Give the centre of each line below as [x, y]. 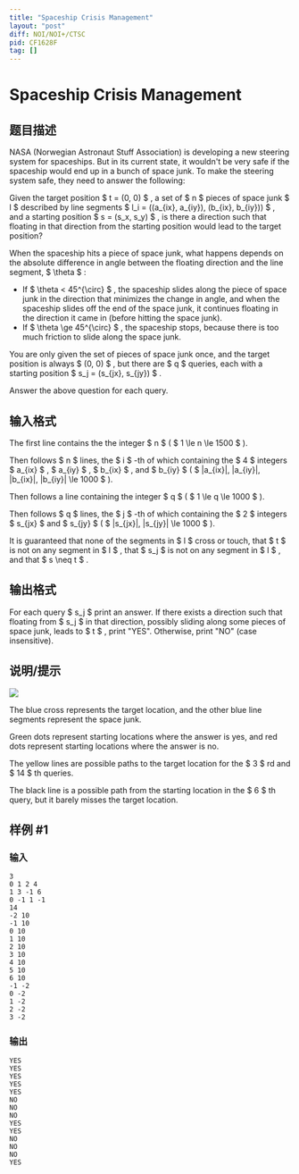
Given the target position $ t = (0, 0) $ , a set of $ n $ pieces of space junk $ [149, 198]
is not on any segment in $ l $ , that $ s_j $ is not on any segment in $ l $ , [145, 549]
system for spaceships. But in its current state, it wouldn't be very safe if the [149, 162]
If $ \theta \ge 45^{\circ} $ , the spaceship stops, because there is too [150, 328]
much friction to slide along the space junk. [101, 337]
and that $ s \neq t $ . [49, 559]
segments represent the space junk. [75, 719]
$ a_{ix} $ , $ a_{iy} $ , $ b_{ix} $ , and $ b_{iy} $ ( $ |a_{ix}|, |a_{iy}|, [135, 469]
